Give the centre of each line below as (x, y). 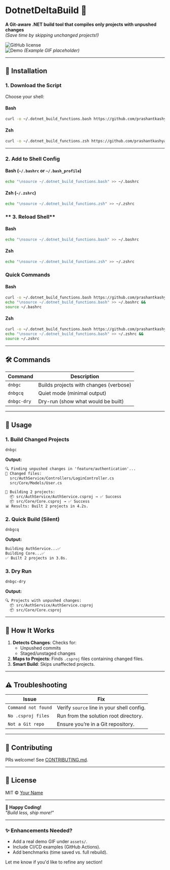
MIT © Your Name (24, 792)
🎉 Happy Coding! (24, 807)
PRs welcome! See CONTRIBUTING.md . (47, 760)
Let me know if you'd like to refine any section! (54, 862)
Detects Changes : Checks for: (45, 642)
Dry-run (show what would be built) (81, 401)
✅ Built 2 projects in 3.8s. (36, 558)
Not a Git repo (26, 724)
